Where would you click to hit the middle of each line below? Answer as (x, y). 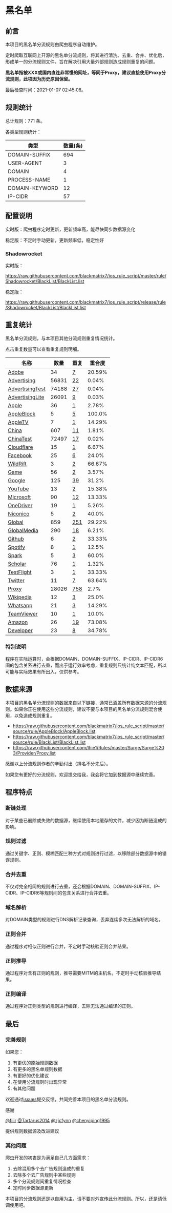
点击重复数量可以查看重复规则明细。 (44, 349)
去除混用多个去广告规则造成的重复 (49, 1169)
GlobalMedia (23, 530)
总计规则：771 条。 (25, 121)
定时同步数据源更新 (33, 1188)
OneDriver (20, 505)
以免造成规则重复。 (34, 715)
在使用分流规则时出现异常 (40, 1082)
